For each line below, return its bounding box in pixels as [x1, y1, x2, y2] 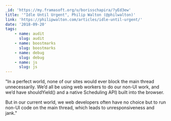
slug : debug [18, 55, 44, 60]
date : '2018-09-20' [5, 21, 47, 27]
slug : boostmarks [18, 45, 56, 51]
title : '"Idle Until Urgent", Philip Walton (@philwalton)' [5, 12, 136, 17]
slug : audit [18, 36, 44, 41]
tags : [5, 27, 17, 32]
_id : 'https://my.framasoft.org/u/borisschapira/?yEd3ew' [5, 7, 131, 13]
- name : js [14, 60, 38, 65]
